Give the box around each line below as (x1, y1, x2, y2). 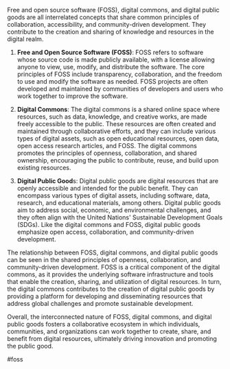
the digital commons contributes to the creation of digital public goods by (7, 285, 215, 293)
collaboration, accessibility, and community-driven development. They (7, 21, 207, 28)
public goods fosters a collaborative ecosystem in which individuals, (7, 320, 200, 328)
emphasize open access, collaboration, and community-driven (16, 228, 194, 236)
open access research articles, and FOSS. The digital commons (16, 142, 197, 150)
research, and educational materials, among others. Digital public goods (16, 199, 221, 206)
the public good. (7, 342, 54, 350)
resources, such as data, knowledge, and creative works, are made (16, 112, 207, 121)
